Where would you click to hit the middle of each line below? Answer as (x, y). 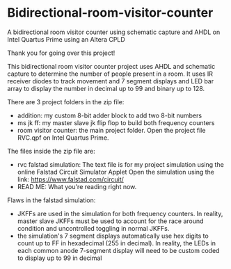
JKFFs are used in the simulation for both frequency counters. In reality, (120, 213)
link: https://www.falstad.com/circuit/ (70, 179)
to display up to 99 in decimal (59, 258)
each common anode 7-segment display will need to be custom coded (118, 250)
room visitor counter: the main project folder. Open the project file (111, 130)
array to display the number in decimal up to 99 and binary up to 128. (106, 88)
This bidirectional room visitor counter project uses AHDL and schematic (111, 66)
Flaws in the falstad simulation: (51, 200)
